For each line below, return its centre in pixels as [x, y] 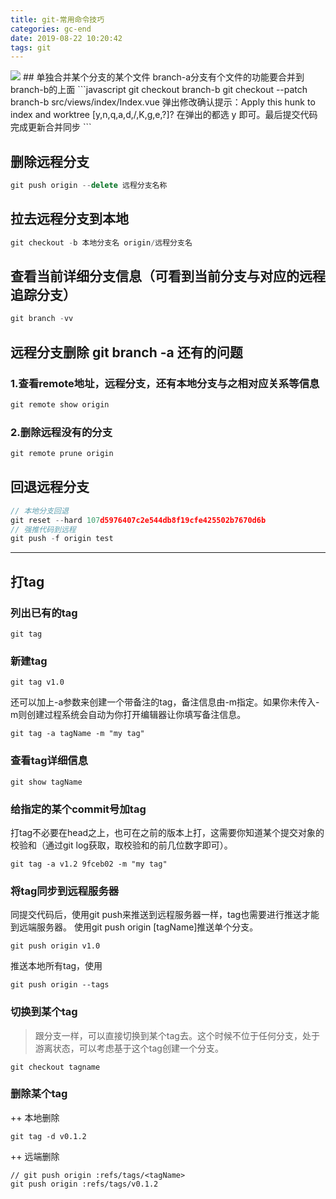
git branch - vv [42, 319]
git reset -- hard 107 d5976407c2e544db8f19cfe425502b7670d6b [138, 520]
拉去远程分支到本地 [69, 219]
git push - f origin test [62, 539]
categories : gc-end [51, 29]
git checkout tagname [55, 1067]
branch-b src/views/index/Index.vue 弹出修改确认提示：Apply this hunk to [163, 102]
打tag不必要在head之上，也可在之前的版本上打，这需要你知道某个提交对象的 [167, 832]
